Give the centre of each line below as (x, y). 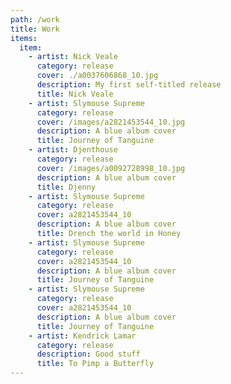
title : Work (35, 29)
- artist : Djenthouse (73, 150)
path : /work (35, 19)
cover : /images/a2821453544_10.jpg (111, 122)
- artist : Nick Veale (73, 57)
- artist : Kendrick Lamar (82, 336)
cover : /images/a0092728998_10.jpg (111, 168)
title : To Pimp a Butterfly (95, 364)
